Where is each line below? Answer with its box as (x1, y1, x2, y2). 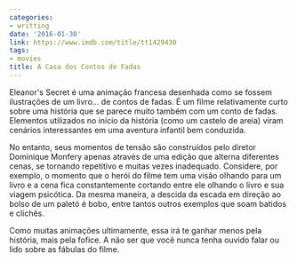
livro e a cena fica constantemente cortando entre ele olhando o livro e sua (9, 179, 285, 190)
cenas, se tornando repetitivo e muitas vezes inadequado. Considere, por (9, 161, 278, 171)
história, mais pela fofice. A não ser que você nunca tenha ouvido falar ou (9, 234, 280, 245)
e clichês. (9, 208, 44, 218)
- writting (9, 21, 50, 30)
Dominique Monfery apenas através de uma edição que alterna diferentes (9, 151, 280, 162)
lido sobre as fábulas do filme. (9, 243, 120, 254)
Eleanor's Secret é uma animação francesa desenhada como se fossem (9, 86, 273, 98)
